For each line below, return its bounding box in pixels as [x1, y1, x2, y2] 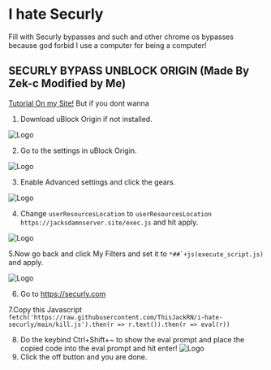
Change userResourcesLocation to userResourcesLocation [19, 208, 213, 218]
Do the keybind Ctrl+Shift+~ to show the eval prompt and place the [19, 334, 245, 344]
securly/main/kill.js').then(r [8, 320, 114, 329]
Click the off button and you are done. [19, 351, 148, 362]
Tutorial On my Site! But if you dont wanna [8, 98, 149, 108]
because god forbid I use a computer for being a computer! [8, 40, 207, 50]
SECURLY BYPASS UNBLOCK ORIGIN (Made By [8, 64, 250, 78]
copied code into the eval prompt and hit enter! [19, 343, 178, 353]
